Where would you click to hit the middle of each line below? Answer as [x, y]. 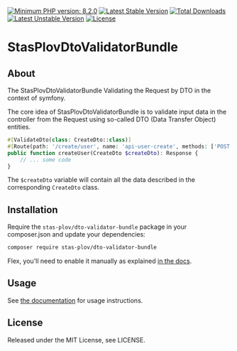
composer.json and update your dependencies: [76, 234]
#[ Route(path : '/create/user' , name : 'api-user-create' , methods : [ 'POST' [120, 146]
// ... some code [46, 160]
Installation [33, 210]
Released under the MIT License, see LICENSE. [76, 340]
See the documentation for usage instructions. [75, 300]
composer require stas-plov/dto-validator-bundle [82, 248]
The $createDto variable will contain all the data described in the [101, 180]
